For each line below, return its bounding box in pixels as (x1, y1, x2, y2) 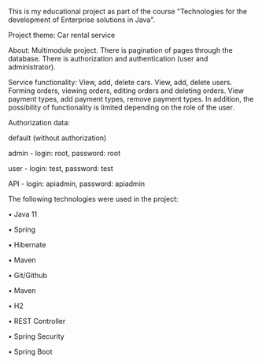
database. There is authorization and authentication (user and (8, 54, 208, 63)
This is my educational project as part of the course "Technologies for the (8, 7, 248, 16)
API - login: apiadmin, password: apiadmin (8, 179, 146, 188)
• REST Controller (8, 317, 66, 325)
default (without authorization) (8, 133, 107, 143)
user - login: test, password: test (8, 164, 114, 173)
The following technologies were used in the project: (8, 195, 179, 203)
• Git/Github (8, 271, 47, 280)
